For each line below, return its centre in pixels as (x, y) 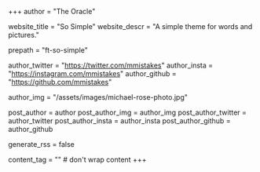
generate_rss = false (41, 144)
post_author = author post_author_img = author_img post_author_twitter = (128, 112)
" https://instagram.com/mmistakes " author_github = (92, 73)
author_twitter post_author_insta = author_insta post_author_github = (119, 121)
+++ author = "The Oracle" (52, 11)
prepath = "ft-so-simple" (48, 50)
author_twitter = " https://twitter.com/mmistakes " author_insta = (111, 65)
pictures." (24, 35)
